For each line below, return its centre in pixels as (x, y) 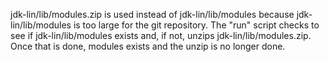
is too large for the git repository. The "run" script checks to (196, 25)
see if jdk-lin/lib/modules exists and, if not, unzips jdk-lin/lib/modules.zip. (161, 35)
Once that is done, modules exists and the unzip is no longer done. (148, 46)
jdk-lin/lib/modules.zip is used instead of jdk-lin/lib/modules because (152, 14)
